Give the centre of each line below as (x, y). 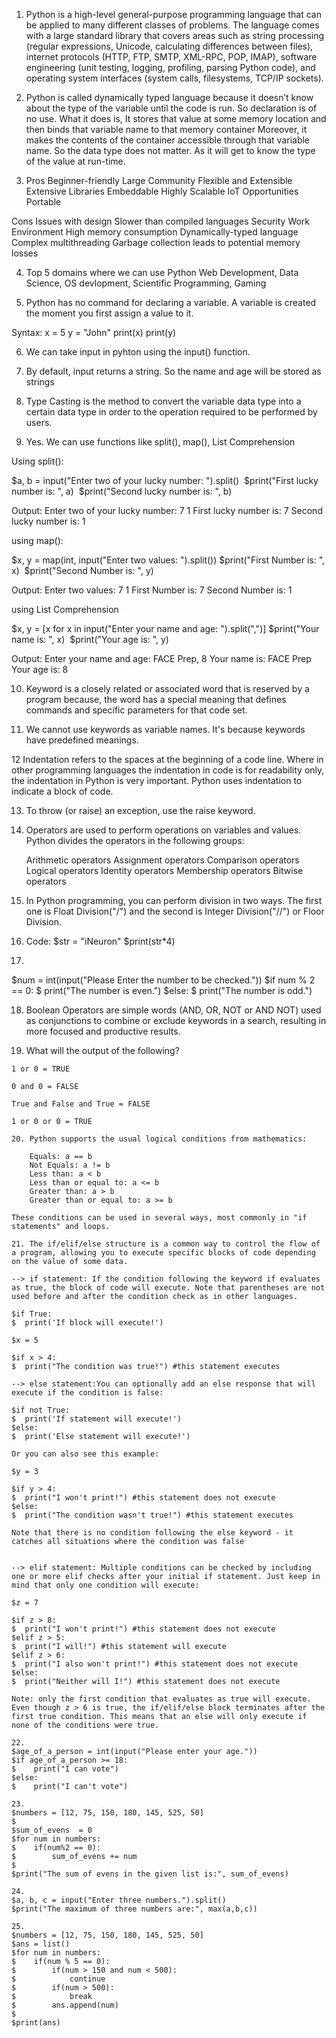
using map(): (37, 540)
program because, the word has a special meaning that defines (156, 699)
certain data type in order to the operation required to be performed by (171, 412)
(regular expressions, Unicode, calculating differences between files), (169, 46)
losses (25, 253)
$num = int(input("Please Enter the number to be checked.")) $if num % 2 (163, 980)
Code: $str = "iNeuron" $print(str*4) (100, 941)
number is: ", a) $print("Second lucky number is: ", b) (122, 491)
